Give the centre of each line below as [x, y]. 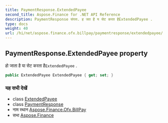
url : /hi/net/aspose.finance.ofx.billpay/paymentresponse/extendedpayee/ [84, 33]
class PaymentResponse [38, 104]
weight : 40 [17, 29]
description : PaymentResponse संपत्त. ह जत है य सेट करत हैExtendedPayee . [79, 19]
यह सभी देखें [16, 88]
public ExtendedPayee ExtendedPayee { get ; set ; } [59, 75]
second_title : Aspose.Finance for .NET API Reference [63, 15]
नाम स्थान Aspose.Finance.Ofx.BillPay [49, 109]
